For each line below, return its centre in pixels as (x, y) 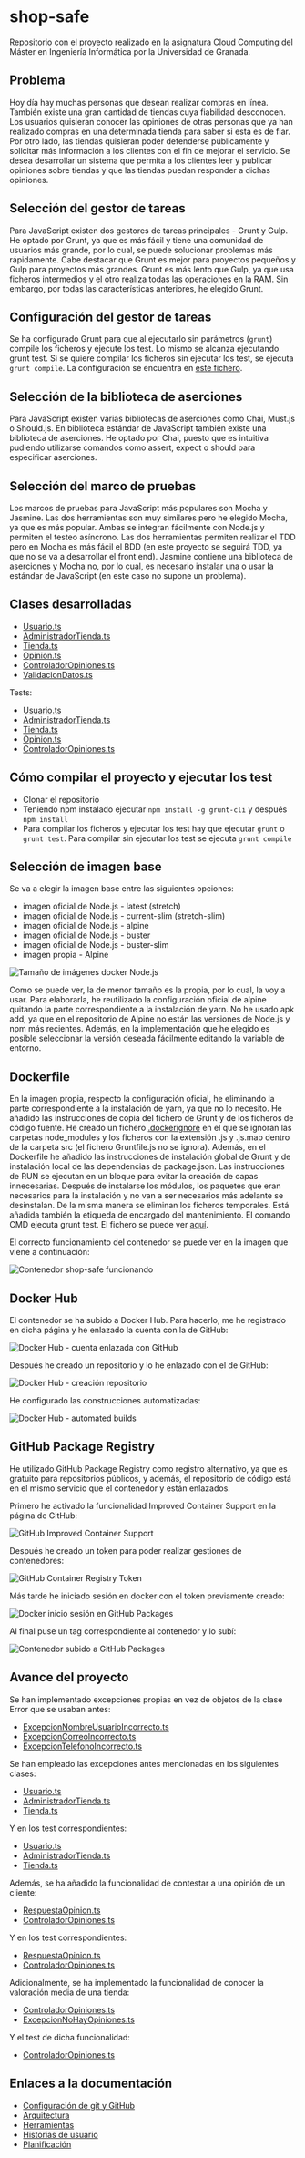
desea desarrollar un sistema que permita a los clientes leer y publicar (141, 160)
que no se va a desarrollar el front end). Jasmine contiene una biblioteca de (151, 556)
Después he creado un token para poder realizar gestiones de (126, 1550)
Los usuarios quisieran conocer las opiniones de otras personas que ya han (151, 121)
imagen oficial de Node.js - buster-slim (96, 945)
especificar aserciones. (53, 457)
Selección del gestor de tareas (98, 208)
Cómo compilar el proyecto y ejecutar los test (141, 778)
